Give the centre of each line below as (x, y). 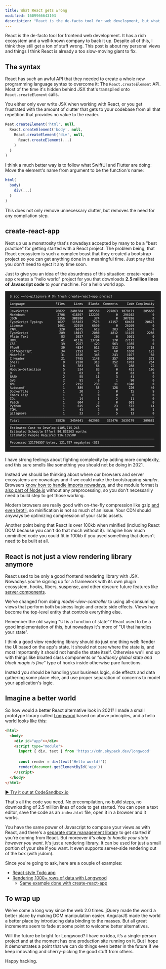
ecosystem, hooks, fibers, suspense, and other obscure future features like (82, 587)
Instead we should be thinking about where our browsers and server (75, 474)
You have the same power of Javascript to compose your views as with (78, 827)
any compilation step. (27, 216)
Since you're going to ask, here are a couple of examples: (64, 863)
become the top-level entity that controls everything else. (63, 612)
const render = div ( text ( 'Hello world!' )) (62, 762)
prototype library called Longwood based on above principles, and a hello (80, 715)
